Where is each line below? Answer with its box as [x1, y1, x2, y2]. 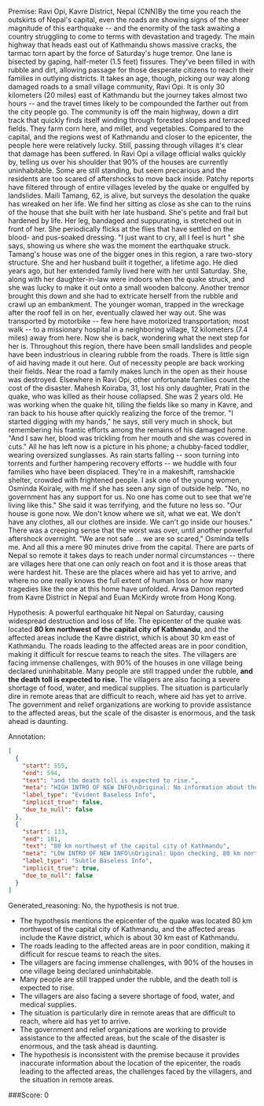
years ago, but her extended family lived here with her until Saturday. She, [8, 266, 248, 275]
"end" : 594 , [22, 769, 61, 777]
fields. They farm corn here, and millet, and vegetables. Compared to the [8, 124, 244, 133]
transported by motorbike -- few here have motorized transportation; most [8, 317, 249, 325]
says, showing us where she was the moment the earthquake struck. [8, 241, 231, 251]
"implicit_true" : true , [22, 864, 101, 872]
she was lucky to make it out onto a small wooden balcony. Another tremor [8, 283, 250, 292]
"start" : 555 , [22, 762, 68, 770]
